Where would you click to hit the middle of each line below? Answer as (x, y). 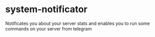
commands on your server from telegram (49, 28)
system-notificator (47, 9)
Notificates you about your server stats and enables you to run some (77, 23)
